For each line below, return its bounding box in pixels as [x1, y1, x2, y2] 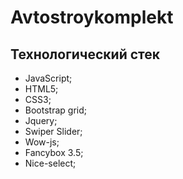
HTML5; [24, 83, 59, 95]
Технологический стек [10, 46, 161, 63]
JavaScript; [24, 72, 73, 84]
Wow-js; [24, 136, 60, 148]
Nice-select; [24, 157, 77, 169]
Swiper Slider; [24, 126, 83, 137]
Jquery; [24, 115, 58, 126]
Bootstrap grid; [24, 104, 87, 116]
